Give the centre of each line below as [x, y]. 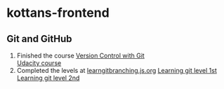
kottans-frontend [58, 13]
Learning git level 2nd [48, 78]
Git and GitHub [39, 39]
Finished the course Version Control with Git [80, 55]
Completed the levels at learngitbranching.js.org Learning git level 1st [117, 70]
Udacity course [39, 63]
